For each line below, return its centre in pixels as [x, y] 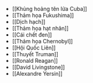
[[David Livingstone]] [38, 67]
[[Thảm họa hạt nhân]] [40, 28]
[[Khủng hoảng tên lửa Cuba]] [50, 9]
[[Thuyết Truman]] [35, 54]
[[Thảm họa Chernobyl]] [42, 41]
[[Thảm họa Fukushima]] [43, 15]
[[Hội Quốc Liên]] [34, 48]
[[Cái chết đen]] [32, 35]
